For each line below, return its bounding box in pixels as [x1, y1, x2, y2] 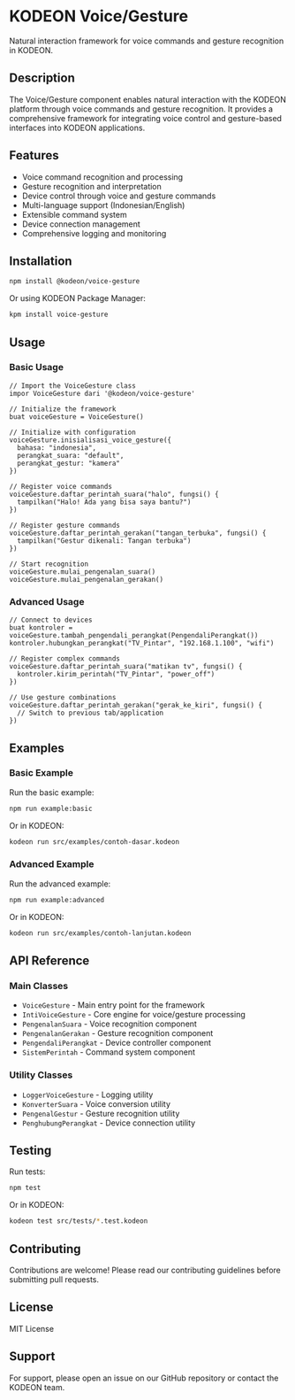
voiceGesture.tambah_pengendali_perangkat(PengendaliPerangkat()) [9, 631, 259, 640]
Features [9, 148, 59, 163]
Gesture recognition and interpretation [21, 181, 162, 191]
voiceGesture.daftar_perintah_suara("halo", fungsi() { [9, 490, 219, 499]
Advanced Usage [9, 595, 85, 607]
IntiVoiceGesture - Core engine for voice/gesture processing [21, 1009, 246, 1020]
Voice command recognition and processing [21, 171, 184, 182]
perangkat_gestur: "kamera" [17, 459, 121, 468]
